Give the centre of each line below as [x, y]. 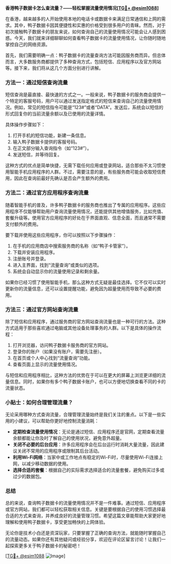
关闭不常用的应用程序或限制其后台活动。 [60, 451]
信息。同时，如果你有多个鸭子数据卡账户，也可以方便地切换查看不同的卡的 [88, 381]
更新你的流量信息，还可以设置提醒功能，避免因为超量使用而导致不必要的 [81, 289]
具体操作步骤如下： [25, 125]
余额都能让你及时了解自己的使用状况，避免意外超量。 [68, 438]
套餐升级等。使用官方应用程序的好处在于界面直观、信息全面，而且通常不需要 [85, 218]
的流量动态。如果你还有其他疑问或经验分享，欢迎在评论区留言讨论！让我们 [83, 539]
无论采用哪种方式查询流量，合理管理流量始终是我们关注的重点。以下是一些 [83, 415]
